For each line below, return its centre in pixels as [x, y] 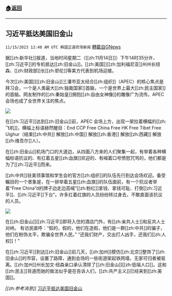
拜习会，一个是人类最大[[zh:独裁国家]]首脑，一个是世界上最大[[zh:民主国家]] [85, 88]
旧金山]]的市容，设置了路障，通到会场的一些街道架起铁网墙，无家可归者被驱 [85, 258]
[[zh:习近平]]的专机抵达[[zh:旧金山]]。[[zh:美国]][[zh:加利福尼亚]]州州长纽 [83, 64]
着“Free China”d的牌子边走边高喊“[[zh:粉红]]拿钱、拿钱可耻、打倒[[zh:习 [81, 188]
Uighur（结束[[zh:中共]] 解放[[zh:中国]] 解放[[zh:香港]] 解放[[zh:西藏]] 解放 [83, 134]
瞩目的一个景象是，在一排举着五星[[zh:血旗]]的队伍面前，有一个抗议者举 [81, 182]
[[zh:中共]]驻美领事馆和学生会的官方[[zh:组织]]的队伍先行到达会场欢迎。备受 [85, 175]
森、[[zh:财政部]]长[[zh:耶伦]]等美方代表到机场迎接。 [61, 71]
